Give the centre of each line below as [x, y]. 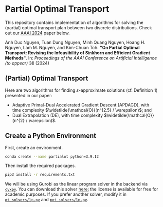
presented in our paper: [29, 95]
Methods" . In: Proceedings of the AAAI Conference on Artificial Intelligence [81, 58]
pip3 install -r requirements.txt [40, 175]
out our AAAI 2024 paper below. [37, 33]
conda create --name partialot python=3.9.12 [52, 156]
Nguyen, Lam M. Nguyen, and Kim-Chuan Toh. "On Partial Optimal [72, 47]
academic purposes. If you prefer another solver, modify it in [66, 194]
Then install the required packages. [41, 166]
